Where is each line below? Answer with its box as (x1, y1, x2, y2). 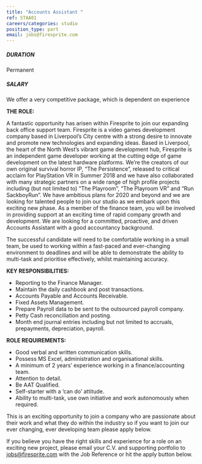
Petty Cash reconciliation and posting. (15, 312, 112, 319)
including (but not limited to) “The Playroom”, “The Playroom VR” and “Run (6, 185, 194, 192)
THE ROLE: (6, 108, 35, 115)
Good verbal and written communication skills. (15, 349, 133, 356)
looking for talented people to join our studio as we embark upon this (6, 198, 181, 206)
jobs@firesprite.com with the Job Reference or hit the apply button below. (6, 450, 193, 458)
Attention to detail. (15, 375, 62, 382)
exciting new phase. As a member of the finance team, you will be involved (6, 204, 195, 212)
